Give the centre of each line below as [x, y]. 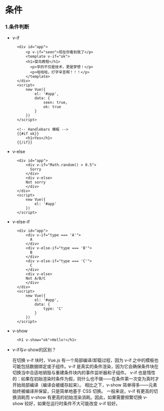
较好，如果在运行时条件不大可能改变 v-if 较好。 [72, 404]
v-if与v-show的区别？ [34, 350]
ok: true [52, 107]
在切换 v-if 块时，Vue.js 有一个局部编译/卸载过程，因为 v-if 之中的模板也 [85, 360]
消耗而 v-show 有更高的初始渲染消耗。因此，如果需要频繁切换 [79, 397]
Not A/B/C [35, 278]
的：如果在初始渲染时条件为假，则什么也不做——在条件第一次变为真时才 [85, 379]
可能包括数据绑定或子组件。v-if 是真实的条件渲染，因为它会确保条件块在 [85, 366]
